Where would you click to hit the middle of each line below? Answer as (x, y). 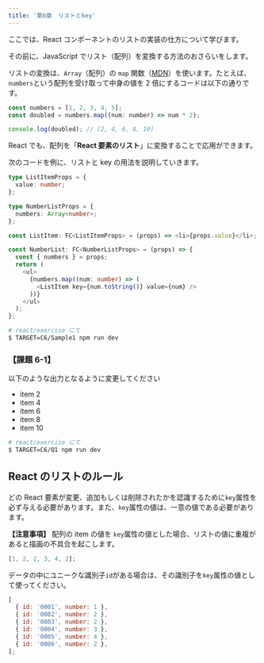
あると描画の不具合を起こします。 (63, 543)
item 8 (30, 420)
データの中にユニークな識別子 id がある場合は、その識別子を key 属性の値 (125, 575)
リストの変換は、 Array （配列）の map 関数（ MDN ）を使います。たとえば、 (130, 73)
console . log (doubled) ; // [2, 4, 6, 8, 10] (81, 129)
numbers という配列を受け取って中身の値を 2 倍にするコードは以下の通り (125, 82)
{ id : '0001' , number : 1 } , (62, 607)
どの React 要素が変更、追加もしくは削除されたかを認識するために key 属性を (132, 497)
